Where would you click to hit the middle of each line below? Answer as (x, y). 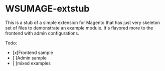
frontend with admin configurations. (42, 33)
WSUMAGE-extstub (47, 9)
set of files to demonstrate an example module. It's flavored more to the (79, 27)
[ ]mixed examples (32, 63)
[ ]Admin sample (29, 57)
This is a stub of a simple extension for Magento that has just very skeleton (83, 22)
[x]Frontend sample (33, 52)
